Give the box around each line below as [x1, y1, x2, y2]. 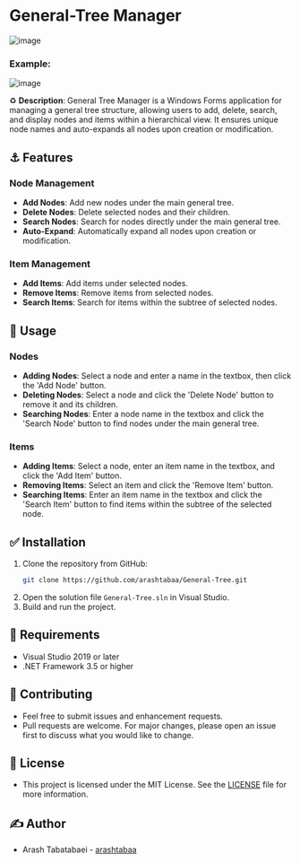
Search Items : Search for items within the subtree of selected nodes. [21, 297, 278, 308]
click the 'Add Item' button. [21, 470, 123, 481]
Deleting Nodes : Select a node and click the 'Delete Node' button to [21, 389, 275, 400]
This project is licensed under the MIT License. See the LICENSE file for [21, 780, 287, 790]
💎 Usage [9, 323, 56, 338]
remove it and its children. [21, 398, 118, 409]
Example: [9, 57, 51, 70]
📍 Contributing [9, 687, 93, 702]
